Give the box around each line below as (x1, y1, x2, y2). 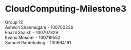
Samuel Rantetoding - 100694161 (5, 39, 72, 45)
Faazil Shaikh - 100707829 (5, 29, 58, 35)
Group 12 (5, 19, 23, 25)
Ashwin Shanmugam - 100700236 (5, 24, 74, 30)
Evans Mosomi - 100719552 (5, 35, 61, 40)
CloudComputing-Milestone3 (5, 3, 127, 14)
